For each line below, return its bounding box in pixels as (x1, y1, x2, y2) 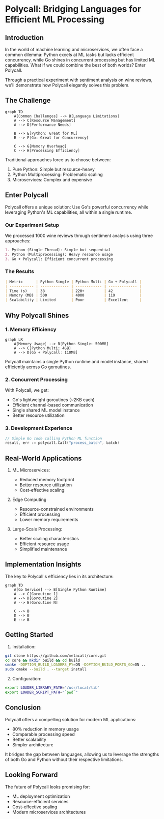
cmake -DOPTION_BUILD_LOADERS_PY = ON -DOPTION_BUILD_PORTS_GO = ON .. (5, 662, 146, 667)
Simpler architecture (12, 741, 54, 748)
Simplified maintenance (19, 546, 67, 552)
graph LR (5, 337, 23, 342)
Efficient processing (19, 511, 60, 517)
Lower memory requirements (19, 517, 79, 523)
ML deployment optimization (12, 793, 70, 799)
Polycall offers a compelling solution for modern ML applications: (5, 716, 137, 722)
